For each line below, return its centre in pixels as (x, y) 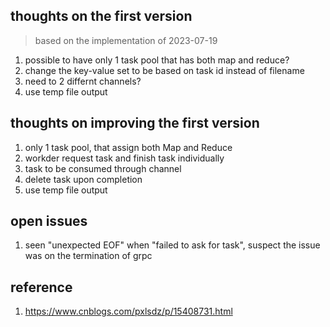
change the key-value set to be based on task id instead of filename (164, 70)
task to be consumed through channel (103, 168)
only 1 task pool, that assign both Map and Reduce (128, 147)
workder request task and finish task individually (124, 158)
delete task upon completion (83, 179)
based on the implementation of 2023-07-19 (126, 40)
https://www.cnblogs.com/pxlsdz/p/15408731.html (128, 311)
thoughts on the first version (101, 16)
